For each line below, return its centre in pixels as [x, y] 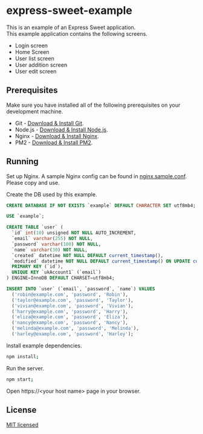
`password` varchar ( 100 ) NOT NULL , [56, 244]
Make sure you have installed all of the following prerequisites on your [93, 105]
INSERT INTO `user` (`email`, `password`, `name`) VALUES [81, 289]
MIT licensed [22, 424]
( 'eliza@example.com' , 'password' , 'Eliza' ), [70, 317]
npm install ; [23, 356]
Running [23, 162]
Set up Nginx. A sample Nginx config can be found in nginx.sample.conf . [97, 176]
